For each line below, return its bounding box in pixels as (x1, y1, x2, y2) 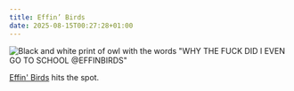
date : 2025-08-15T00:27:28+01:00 (9, 21, 134, 30)
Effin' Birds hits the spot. (9, 72, 100, 82)
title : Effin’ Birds (9, 12, 86, 22)
